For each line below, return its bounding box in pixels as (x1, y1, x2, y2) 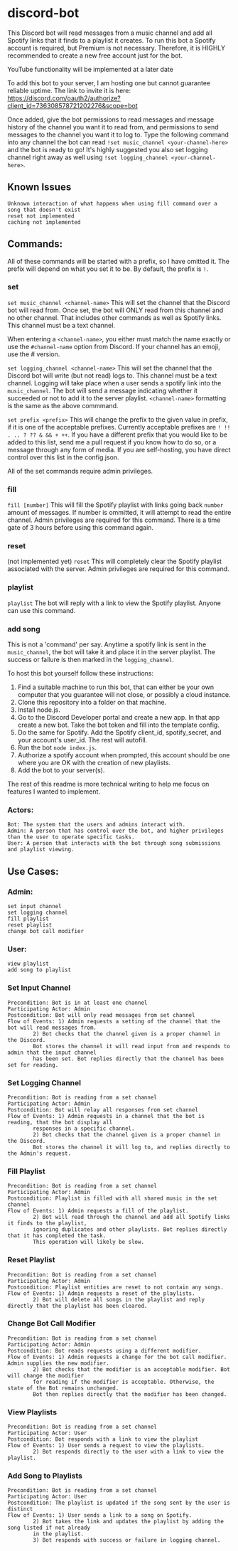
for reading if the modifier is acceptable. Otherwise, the (33, 1378, 215, 1385)
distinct (7, 1505, 33, 1513)
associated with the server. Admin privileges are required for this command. (7, 565, 229, 573)
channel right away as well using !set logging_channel (7, 153, 168, 161)
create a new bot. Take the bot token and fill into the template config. (17, 720, 220, 730)
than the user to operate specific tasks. (7, 833, 135, 841)
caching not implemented (7, 218, 81, 225)
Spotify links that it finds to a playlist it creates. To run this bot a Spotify (7, 36, 216, 44)
